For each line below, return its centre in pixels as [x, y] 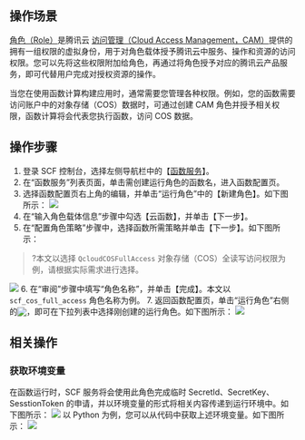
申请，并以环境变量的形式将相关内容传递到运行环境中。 [177, 404]
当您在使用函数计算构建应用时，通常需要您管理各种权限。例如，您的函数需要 [152, 93]
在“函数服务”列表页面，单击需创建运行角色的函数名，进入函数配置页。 [153, 182]
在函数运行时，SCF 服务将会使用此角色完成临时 [98, 392]
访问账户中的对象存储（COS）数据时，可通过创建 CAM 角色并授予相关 [141, 104]
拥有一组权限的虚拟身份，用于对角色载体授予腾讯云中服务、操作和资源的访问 [152, 51]
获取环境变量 [38, 370]
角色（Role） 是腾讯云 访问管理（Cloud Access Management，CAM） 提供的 [151, 40]
